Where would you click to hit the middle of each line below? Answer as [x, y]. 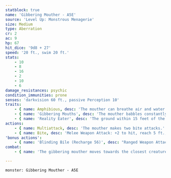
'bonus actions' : [24, 138]
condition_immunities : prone [36, 95]
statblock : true [22, 10]
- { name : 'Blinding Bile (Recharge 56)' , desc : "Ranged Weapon [84, 142]
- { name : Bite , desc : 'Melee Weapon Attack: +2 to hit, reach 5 [85, 133]
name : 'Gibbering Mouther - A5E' [41, 15]
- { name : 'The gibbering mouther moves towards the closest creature [91, 152]
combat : [13, 147]
